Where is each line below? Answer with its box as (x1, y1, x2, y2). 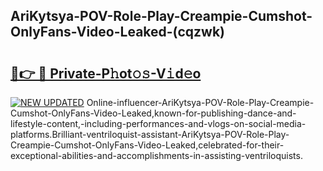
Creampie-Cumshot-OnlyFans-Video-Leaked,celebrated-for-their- (10, 139, 285, 151)
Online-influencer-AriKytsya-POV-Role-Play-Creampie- (86, 97, 315, 108)
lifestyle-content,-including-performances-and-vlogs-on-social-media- (10, 118, 307, 129)
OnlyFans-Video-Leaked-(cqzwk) (10, 24, 225, 41)
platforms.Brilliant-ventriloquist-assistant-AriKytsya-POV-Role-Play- (10, 129, 290, 140)
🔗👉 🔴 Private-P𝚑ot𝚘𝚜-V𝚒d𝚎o (10, 65, 202, 82)
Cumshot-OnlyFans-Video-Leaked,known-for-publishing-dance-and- (10, 107, 297, 119)
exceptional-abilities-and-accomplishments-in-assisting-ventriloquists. (10, 150, 303, 161)
